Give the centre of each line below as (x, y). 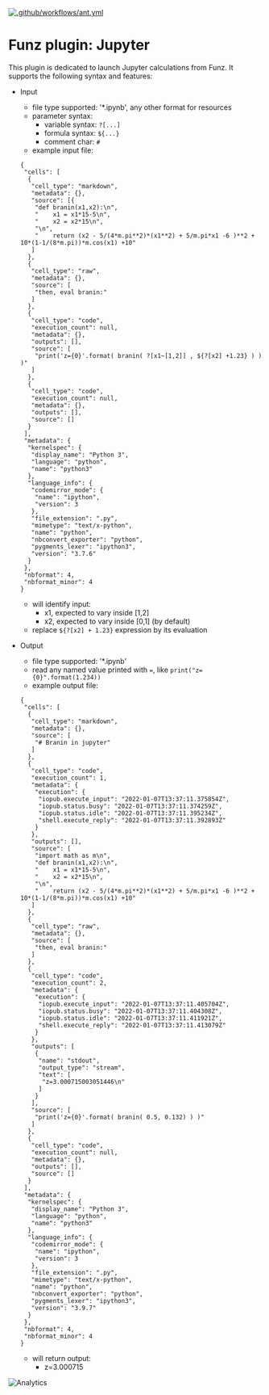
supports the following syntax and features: (81, 76)
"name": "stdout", (69, 1061)
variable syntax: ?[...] (82, 124)
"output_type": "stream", (82, 1067)
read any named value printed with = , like (100, 670)
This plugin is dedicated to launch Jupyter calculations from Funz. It (121, 67)
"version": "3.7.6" (64, 553)
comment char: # (72, 141)
